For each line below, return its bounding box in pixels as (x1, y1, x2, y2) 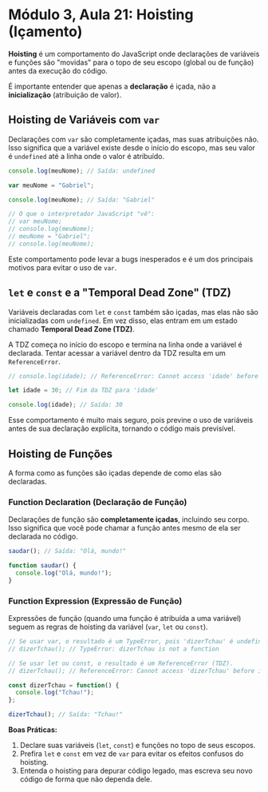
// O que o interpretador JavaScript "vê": (8, 210, 156, 218)
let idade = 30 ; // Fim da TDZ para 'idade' (8, 386, 159, 395)
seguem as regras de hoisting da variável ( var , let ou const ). (8, 622, 209, 632)
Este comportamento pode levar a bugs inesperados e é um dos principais (8, 254, 254, 264)
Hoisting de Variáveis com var (8, 113, 160, 127)
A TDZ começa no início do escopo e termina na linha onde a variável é (8, 340, 242, 349)
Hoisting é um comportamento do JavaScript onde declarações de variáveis (8, 49, 260, 58)
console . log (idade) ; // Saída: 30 (8, 401, 124, 409)
